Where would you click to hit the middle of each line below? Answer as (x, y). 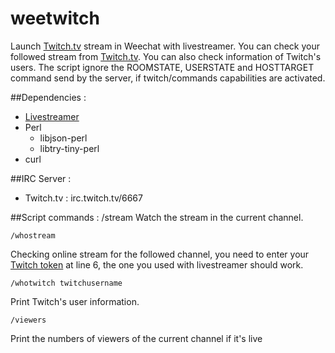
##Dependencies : (48, 97)
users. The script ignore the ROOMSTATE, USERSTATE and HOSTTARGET (162, 67)
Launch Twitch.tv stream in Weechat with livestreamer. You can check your (165, 46)
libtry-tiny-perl (69, 148)
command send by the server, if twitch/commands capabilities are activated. (168, 78)
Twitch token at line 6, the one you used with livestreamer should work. (157, 264)
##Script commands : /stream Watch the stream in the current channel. (157, 217)
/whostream (33, 235)
